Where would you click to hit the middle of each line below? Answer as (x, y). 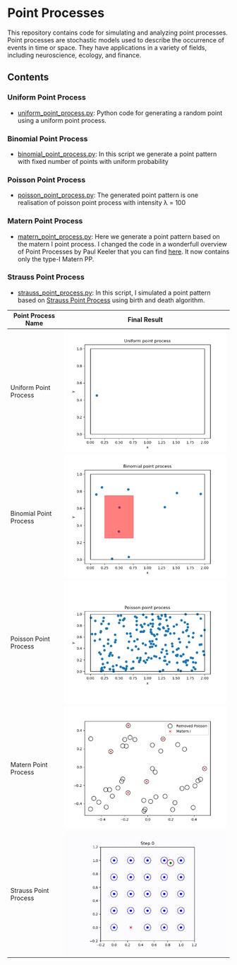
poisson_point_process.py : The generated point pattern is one (108, 195)
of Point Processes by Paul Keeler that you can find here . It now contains (123, 251)
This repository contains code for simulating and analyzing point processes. (117, 32)
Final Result (146, 319)
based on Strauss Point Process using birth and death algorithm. (111, 300)
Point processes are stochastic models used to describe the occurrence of (116, 40)
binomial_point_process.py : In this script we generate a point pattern (117, 154)
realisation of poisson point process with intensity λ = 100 (101, 203)
